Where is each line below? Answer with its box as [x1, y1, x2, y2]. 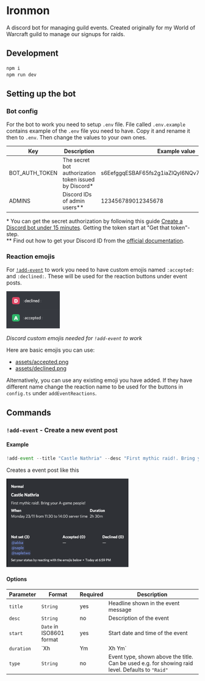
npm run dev [6, 72, 37, 78]
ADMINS [9, 197, 31, 205]
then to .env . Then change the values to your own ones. [6, 134, 147, 141]
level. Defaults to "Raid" [108, 666, 168, 673]
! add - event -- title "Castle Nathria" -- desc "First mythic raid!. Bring [6, 455, 195, 461]
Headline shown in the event [108, 599, 180, 606]
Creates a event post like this [6, 466, 79, 474]
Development [6, 48, 59, 59]
